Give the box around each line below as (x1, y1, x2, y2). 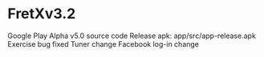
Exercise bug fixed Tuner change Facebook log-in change (7, 39, 200, 48)
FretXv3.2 (7, 5, 76, 23)
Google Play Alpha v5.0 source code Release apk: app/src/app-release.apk (7, 31, 256, 40)
